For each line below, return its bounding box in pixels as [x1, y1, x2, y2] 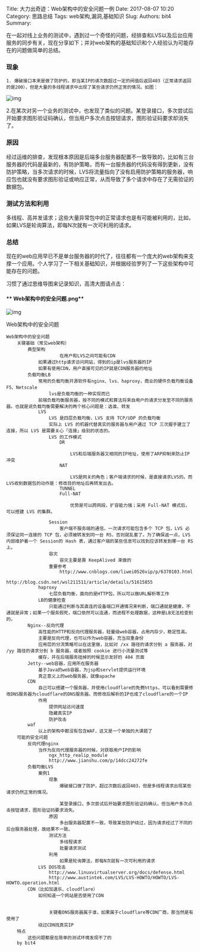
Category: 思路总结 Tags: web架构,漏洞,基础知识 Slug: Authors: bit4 [6, 13, 171, 20]
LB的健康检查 [37, 597, 66, 603]
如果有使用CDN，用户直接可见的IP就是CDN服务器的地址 [37, 366, 153, 372]
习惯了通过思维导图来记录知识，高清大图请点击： [6, 280, 126, 288]
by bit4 [17, 940, 36, 946]
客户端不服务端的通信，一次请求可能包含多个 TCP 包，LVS [59, 526, 183, 532]
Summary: [6, 20, 32, 26]
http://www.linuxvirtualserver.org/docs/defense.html [48, 870, 185, 876]
